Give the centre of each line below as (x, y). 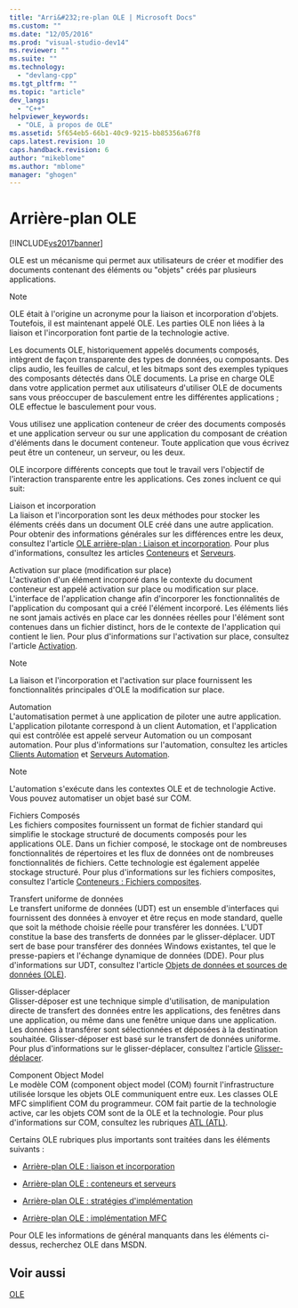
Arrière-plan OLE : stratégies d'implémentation (108, 1201)
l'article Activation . (44, 646)
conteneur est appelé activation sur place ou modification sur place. (134, 589)
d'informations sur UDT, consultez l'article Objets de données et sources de (148, 965)
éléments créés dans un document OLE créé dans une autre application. (141, 525)
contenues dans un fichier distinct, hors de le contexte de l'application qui (145, 627)
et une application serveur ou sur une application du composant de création (148, 433)
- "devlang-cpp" (47, 76)
